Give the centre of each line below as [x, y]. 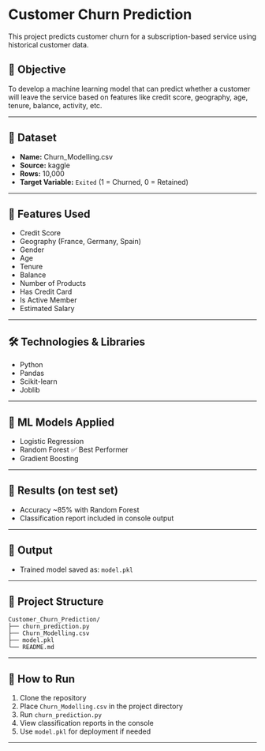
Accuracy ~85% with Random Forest [79, 509]
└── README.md [32, 648]
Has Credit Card [46, 292]
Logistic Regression [52, 441]
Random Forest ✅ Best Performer [74, 449]
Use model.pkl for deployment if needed [85, 731]
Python [31, 365]
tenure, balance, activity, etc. [55, 105]
